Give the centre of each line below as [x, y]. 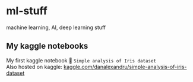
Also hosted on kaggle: [34, 67]
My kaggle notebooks [47, 46]
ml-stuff [27, 11]
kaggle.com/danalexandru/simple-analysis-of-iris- [125, 67]
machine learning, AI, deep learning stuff [56, 27]
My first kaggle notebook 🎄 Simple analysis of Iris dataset [81, 60]
